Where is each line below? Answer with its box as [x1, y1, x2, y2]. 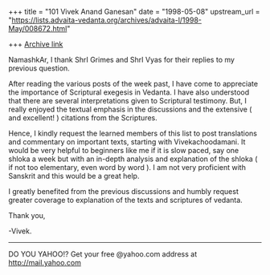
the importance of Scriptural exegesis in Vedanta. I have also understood [8, 87, 250, 97]
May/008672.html [8, 24, 67, 33]
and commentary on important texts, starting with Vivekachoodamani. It [8, 137, 246, 147]
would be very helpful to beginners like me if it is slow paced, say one [8, 146, 239, 155]
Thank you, [8, 211, 46, 220]
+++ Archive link [8, 39, 63, 49]
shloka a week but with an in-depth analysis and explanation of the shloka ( [8, 154, 258, 164]
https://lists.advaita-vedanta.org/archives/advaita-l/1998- [11, 15, 202, 25]
